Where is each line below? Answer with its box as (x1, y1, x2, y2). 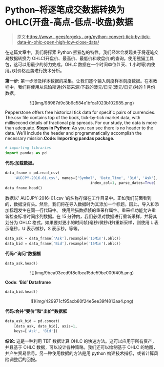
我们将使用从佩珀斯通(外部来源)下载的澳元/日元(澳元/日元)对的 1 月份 (18, 84, 156, 90)
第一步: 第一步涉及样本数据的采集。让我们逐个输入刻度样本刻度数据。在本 (5, 78, 153, 83)
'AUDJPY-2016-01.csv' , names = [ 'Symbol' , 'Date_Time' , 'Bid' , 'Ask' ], (14, 175, 159, 181)
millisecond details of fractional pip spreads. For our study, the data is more (5, 120, 157, 125)
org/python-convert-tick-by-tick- (84, 34, 151, 40)
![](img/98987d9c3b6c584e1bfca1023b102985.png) (30, 100, 134, 105)
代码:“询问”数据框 (5, 250, 41, 256)
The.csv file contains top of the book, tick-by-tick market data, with (5, 114, 141, 120)
